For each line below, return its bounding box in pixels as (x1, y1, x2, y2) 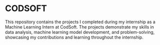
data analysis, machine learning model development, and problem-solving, (5, 29, 155, 35)
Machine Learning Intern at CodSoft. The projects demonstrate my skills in (5, 24, 154, 30)
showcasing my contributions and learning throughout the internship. (5, 34, 143, 40)
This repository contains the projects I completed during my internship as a (5, 19, 156, 25)
